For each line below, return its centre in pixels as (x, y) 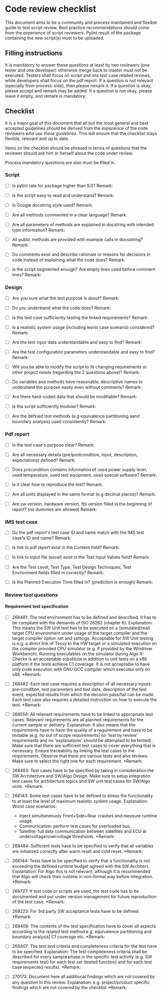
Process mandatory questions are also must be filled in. (60, 162)
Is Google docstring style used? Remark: (52, 205)
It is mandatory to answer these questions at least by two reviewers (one (77, 65)
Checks (20, 659)
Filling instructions (34, 53)
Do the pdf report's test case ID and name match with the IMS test (78, 533)
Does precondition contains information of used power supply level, (80, 469)
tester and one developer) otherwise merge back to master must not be (76, 70)
